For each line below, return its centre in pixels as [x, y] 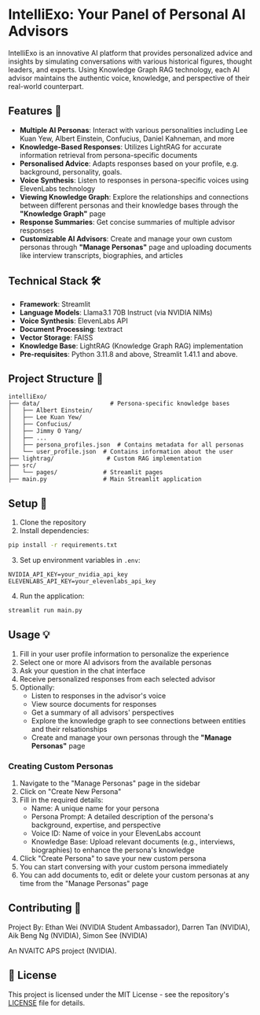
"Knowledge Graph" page [62, 213]
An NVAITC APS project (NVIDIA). [62, 951]
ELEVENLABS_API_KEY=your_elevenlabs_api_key [82, 582]
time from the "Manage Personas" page [84, 884]
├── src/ [22, 465]
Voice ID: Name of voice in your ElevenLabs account [116, 833]
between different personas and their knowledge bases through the [129, 205]
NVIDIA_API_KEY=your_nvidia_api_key [68, 575]
